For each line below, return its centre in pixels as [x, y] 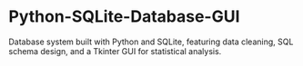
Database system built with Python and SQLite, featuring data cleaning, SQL [151, 42]
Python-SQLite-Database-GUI [124, 17]
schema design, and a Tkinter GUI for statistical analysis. [115, 51]
